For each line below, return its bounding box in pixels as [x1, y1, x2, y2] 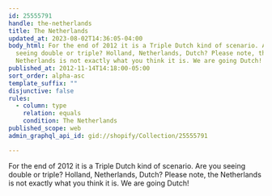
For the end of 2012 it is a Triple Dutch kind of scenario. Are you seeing [8, 161, 246, 170]
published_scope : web [8, 124, 82, 132]
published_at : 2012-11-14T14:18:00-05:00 [8, 65, 151, 73]
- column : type [15, 102, 67, 110]
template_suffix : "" [8, 79, 79, 87]
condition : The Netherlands [23, 117, 117, 125]
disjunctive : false [8, 86, 74, 95]
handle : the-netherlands [8, 19, 92, 27]
